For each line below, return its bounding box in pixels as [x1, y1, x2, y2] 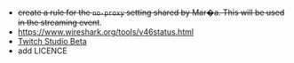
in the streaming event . [17, 17, 102, 28]
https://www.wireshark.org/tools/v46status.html [17, 27, 194, 37]
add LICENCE [17, 45, 68, 56]
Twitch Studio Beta [17, 36, 87, 46]
